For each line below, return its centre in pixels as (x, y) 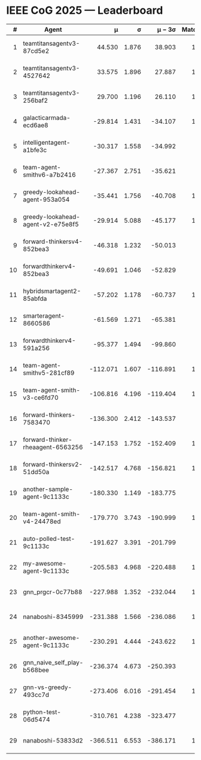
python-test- (42, 712)
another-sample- (48, 489)
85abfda (35, 298)
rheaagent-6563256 (53, 447)
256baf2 (36, 100)
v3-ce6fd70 (41, 397)
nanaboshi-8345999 (53, 617)
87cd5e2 (36, 50)
